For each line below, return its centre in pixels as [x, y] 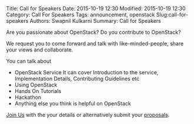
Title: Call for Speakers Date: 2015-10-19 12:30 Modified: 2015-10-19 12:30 [96, 8]
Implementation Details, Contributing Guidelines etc [77, 79]
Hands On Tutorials [38, 91]
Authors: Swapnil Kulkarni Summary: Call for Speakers [96, 21]
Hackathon [28, 97]
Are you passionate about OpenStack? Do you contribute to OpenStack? [93, 32]
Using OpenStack [36, 85]
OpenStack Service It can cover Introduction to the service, [86, 72]
